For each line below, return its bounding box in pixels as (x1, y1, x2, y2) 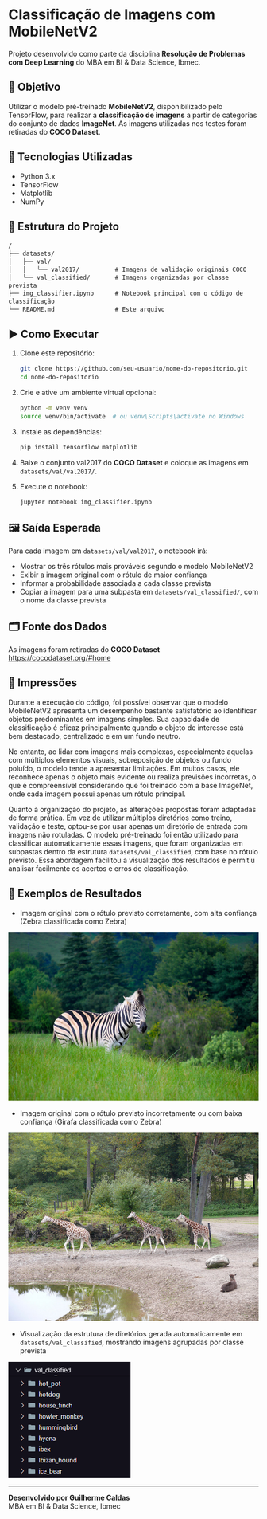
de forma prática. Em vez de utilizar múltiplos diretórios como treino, (8, 813, 233, 822)
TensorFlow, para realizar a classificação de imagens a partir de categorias (8, 110, 257, 120)
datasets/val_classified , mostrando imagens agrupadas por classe (19, 1337, 244, 1347)
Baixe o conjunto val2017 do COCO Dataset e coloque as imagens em (19, 457, 249, 467)
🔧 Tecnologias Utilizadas (8, 150, 133, 164)
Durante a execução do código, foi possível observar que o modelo (8, 697, 229, 707)
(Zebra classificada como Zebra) (19, 917, 127, 926)
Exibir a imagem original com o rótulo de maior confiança (19, 570, 207, 579)
